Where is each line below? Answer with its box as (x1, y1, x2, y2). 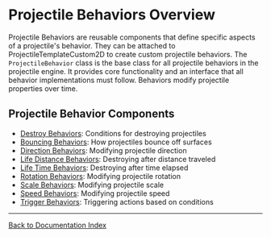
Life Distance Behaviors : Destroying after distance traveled (19, 154, 216, 164)
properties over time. (8, 83, 78, 94)
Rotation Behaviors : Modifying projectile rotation (19, 171, 181, 181)
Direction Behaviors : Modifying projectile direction (19, 145, 187, 155)
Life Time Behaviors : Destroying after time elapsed (19, 163, 189, 173)
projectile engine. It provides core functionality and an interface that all (8, 66, 244, 76)
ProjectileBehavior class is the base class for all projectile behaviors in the (8, 58, 259, 68)
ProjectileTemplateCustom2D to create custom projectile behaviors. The (8, 49, 248, 59)
